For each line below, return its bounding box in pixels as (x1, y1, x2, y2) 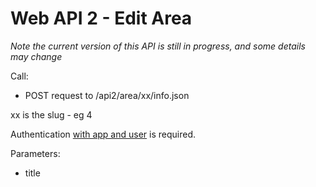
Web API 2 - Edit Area (10, 7, 193, 30)
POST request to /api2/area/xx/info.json (24, 89, 190, 101)
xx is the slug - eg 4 (10, 108, 93, 121)
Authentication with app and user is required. (10, 128, 197, 140)
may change (10, 50, 63, 62)
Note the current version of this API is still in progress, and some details (10, 40, 306, 52)
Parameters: (10, 147, 61, 159)
